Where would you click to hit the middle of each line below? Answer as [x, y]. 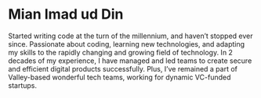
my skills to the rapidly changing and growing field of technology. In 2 [121, 52]
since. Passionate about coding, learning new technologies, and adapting [127, 44]
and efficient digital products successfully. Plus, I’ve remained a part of [123, 68]
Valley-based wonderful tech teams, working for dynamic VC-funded [120, 77]
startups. [23, 85]
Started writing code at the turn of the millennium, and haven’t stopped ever [130, 36]
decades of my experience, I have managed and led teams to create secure [130, 61]
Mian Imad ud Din [66, 14]
